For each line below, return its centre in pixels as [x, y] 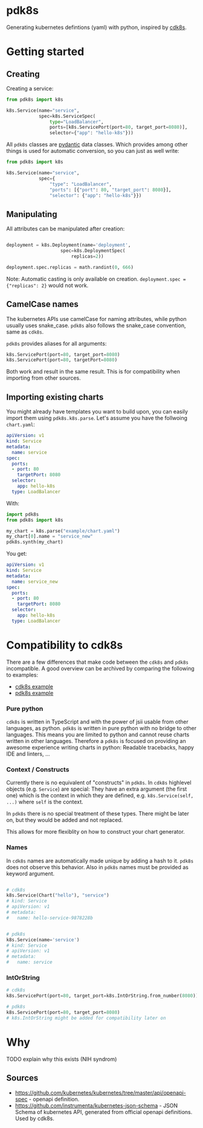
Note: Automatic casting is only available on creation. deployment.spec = [96, 279]
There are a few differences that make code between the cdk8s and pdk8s [98, 662]
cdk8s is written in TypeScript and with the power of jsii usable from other [97, 721]
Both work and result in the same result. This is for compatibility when [93, 372]
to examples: [22, 675]
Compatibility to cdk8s [65, 645]
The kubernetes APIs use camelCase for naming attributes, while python [96, 319]
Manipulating [32, 214]
